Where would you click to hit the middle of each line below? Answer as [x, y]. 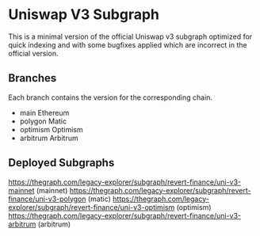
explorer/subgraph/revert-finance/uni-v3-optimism [92, 207]
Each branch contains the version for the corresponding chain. [110, 97]
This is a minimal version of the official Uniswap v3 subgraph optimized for [130, 36]
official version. [33, 53]
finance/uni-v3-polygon [47, 199]
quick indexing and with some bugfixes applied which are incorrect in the [128, 44]
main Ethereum [44, 112]
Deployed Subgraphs [61, 163]
